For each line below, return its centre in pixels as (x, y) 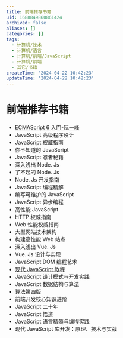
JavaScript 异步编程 (39, 202)
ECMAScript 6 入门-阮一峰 (47, 127)
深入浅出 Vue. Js (35, 247)
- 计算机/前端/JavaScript (41, 56)
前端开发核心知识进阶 (41, 299)
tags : (13, 39)
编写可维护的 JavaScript (44, 195)
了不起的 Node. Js (37, 172)
